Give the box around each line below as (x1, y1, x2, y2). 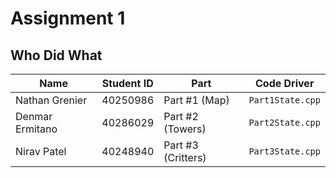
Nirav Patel (15, 145, 67, 158)
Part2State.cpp (248, 117, 321, 128)
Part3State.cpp (248, 146, 321, 157)
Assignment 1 (10, 7, 126, 30)
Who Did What (10, 47, 103, 64)
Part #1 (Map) (163, 93, 230, 107)
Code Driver (255, 77, 315, 90)
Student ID (101, 77, 154, 90)
